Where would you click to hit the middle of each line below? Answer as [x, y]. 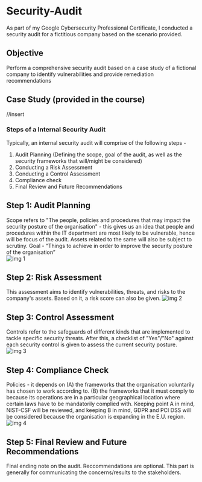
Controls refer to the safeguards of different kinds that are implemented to [98, 332]
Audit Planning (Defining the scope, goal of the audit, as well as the [98, 154]
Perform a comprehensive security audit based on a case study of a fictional [101, 68]
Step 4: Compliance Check [58, 370]
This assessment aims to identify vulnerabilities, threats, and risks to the [96, 292]
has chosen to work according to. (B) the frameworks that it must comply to [100, 391]
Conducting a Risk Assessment [54, 167]
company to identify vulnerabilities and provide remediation [80, 74]
